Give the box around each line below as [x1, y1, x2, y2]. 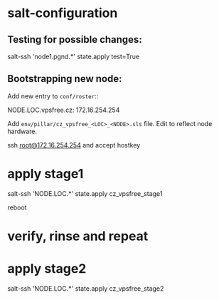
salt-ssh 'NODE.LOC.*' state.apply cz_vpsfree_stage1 [7, 189, 163, 197]
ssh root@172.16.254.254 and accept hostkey [7, 140, 141, 149]
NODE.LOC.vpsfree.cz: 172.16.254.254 [7, 105, 120, 114]
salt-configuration [7, 5, 118, 21]
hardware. [7, 127, 38, 135]
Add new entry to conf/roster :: [7, 91, 99, 100]
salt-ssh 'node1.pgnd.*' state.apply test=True [7, 52, 140, 61]
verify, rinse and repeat [7, 228, 149, 244]
